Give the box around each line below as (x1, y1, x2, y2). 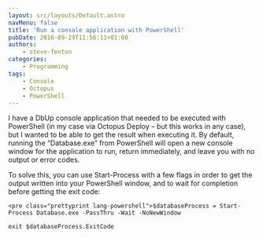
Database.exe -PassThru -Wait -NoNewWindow (36, 209, 181, 217)
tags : (8, 70, 26, 78)
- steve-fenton (22, 48, 72, 56)
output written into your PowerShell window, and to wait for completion (8, 178, 239, 189)
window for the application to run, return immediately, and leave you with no (8, 147, 255, 156)
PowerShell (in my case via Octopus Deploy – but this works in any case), (8, 122, 246, 131)
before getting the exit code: (8, 187, 101, 196)
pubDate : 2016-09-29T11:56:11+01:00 (8, 33, 128, 42)
